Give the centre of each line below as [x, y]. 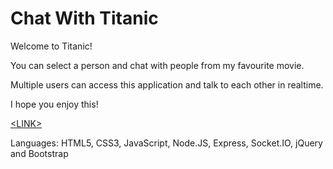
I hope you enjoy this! [54, 104]
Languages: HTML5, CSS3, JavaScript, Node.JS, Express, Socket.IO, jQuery [166, 143]
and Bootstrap [39, 153]
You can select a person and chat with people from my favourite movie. [157, 65]
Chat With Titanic [84, 18]
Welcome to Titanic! [51, 46]
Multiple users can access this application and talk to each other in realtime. [167, 84]
